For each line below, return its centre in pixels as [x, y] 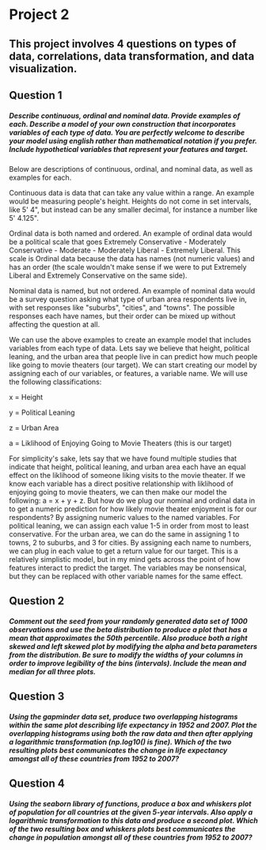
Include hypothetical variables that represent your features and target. [129, 149]
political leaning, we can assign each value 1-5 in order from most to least [129, 526]
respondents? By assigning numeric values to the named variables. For [125, 517]
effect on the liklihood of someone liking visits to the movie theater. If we [127, 475]
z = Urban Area [34, 427]
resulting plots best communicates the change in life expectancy [118, 750]
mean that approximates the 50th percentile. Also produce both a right [128, 638]
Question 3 [37, 697]
